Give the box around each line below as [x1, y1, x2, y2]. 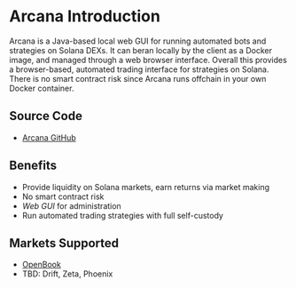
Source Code [9, 108, 82, 124]
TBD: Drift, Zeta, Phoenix [21, 268, 113, 279]
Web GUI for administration [21, 200, 121, 211]
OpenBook [21, 260, 62, 270]
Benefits [9, 158, 58, 173]
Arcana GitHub [21, 132, 77, 143]
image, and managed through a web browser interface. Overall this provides [9, 54, 288, 65]
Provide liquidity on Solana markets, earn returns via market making [21, 181, 270, 192]
